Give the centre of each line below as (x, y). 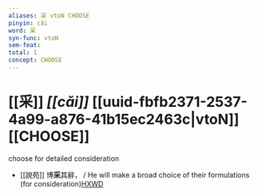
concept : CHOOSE (35, 61)
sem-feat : (25, 45)
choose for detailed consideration (64, 158)
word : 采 (22, 30)
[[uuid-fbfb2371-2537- (169, 102)
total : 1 (23, 53)
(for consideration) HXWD (62, 183)
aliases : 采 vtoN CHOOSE (49, 16)
